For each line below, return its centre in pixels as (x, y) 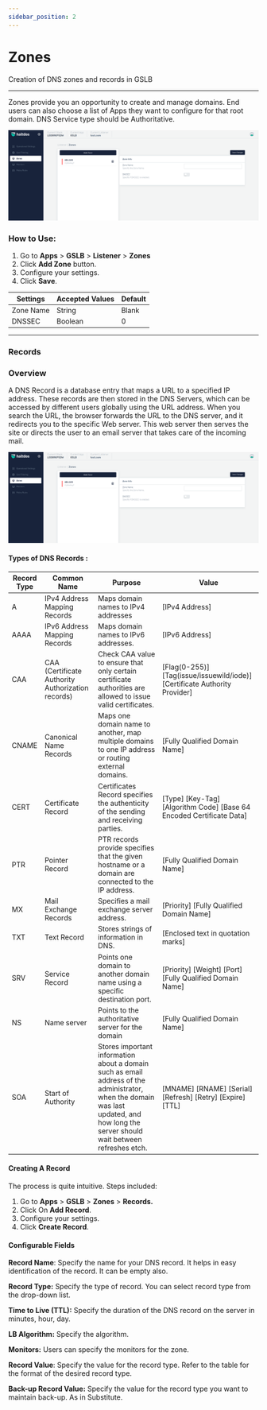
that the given (120, 856)
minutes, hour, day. (40, 1319)
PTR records (118, 839)
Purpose (127, 582)
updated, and (120, 1114)
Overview (27, 373)
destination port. (125, 999)
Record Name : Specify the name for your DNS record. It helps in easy (122, 1263)
